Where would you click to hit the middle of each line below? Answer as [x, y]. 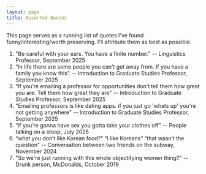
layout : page [23, 12]
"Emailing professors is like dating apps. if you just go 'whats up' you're [105, 105]
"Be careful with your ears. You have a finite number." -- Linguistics [100, 53]
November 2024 [36, 151]
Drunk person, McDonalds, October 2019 [67, 164]
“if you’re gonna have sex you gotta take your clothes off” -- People [101, 125]
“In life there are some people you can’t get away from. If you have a [102, 66]
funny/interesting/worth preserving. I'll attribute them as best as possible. [99, 42]
